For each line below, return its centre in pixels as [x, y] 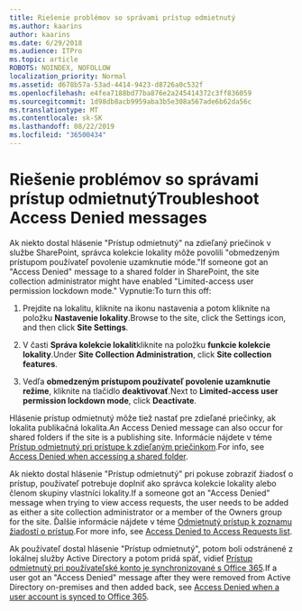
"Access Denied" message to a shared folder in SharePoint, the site [134, 271]
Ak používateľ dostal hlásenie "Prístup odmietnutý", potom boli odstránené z [151, 548]
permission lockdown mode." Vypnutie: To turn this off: [110, 290]
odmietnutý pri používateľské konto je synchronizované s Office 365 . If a [143, 568]
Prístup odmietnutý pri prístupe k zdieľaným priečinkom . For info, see [137, 446]
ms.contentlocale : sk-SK [56, 118]
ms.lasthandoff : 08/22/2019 [62, 127]
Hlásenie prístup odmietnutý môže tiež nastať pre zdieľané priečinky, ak [143, 418]
